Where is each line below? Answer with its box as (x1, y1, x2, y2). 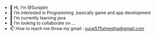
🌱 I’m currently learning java (9, 15, 66, 20)
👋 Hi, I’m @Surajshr (9, 5, 48, 10)
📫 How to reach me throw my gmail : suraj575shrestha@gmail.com (9, 26, 144, 31)
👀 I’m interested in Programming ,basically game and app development (9, 10, 151, 16)
